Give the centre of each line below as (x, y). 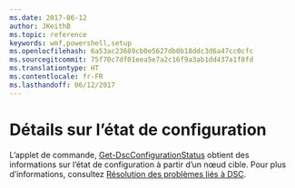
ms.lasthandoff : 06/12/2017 (63, 85)
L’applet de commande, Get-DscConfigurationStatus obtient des (129, 155)
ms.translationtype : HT (54, 69)
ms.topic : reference (49, 34)
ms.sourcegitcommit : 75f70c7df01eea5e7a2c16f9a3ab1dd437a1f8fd (132, 60)
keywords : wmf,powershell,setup (70, 43)
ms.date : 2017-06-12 (49, 18)
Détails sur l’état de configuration (138, 130)
